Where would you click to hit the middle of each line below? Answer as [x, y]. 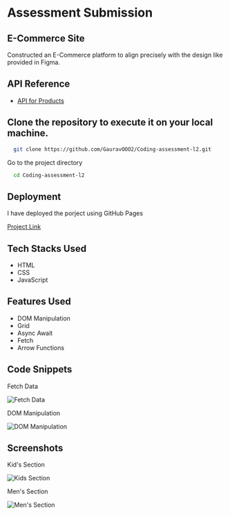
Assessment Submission [80, 13]
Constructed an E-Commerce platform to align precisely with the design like [115, 55]
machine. [28, 133]
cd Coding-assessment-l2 [49, 175]
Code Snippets [40, 369]
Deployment [34, 196]
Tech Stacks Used [47, 248]
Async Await [35, 333]
